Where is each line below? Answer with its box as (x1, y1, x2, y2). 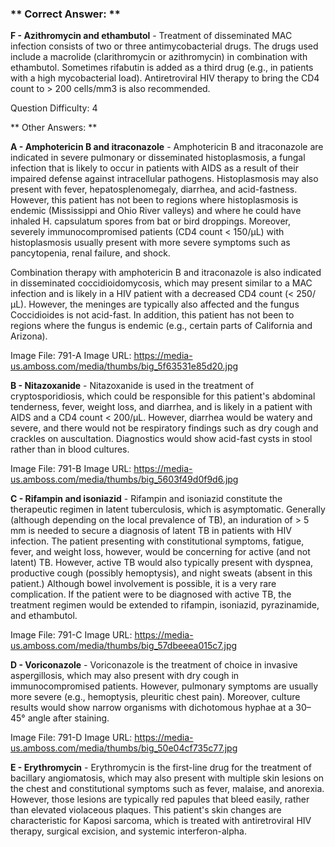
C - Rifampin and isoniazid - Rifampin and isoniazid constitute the (10, 493, 283, 505)
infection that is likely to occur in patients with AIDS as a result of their (10, 162, 299, 174)
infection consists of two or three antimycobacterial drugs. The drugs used (10, 40, 319, 52)
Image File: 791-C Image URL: (10, 629, 133, 641)
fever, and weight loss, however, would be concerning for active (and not (10, 546, 311, 558)
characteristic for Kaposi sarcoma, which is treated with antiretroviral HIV (10, 815, 312, 827)
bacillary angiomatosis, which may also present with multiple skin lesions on (10, 772, 325, 784)
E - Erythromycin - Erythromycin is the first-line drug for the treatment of (10, 762, 312, 774)
